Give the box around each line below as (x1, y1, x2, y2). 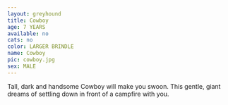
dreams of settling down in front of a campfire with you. (7, 89, 169, 98)
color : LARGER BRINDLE (7, 43, 74, 50)
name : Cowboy (7, 50, 46, 57)
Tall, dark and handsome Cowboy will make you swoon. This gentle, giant (7, 82, 221, 90)
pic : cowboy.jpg (7, 56, 55, 63)
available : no (7, 30, 49, 37)
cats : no (7, 37, 33, 44)
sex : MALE (7, 63, 37, 70)
